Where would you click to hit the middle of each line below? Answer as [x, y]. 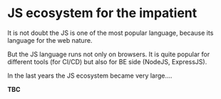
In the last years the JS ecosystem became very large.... [90, 75]
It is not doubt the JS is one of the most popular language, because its [110, 33]
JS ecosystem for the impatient [102, 13]
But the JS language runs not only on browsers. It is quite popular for [109, 54]
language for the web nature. [50, 40]
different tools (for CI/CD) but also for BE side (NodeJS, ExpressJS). [107, 61]
